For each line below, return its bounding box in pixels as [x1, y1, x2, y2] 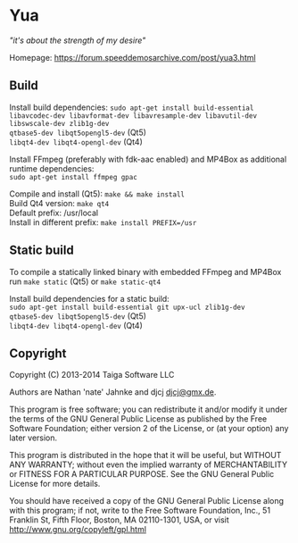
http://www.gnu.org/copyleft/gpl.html [9, 524, 147, 535]
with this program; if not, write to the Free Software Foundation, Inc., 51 [9, 505, 270, 516]
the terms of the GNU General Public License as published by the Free [9, 414, 268, 424]
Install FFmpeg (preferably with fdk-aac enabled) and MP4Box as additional [9, 154, 287, 164]
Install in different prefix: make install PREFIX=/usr [9, 216, 197, 228]
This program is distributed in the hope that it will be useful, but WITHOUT [9, 450, 282, 461]
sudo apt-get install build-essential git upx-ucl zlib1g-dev [9, 303, 245, 312]
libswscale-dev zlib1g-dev [9, 119, 110, 128]
